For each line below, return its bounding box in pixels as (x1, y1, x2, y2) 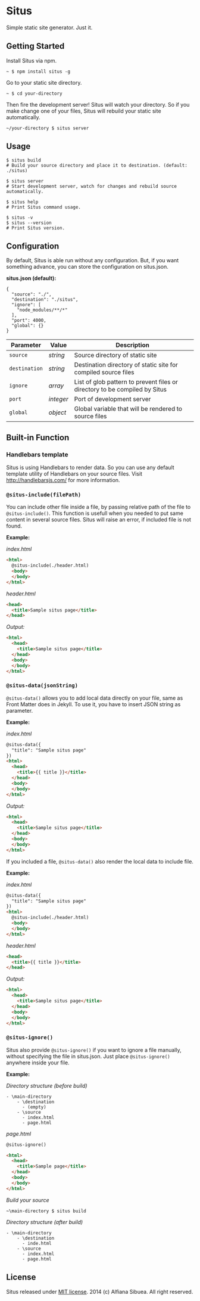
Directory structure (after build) (6, 1218, 83, 1225)
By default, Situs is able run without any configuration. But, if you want (6, 257, 179, 264)
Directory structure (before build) (6, 1082, 87, 1089)
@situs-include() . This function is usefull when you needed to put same (6, 510, 183, 517)
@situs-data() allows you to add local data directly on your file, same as (6, 694, 183, 701)
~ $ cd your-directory (6, 91, 62, 97)
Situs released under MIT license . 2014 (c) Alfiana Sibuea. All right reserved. (6, 1288, 193, 1295)
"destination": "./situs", (11, 297, 79, 303)
